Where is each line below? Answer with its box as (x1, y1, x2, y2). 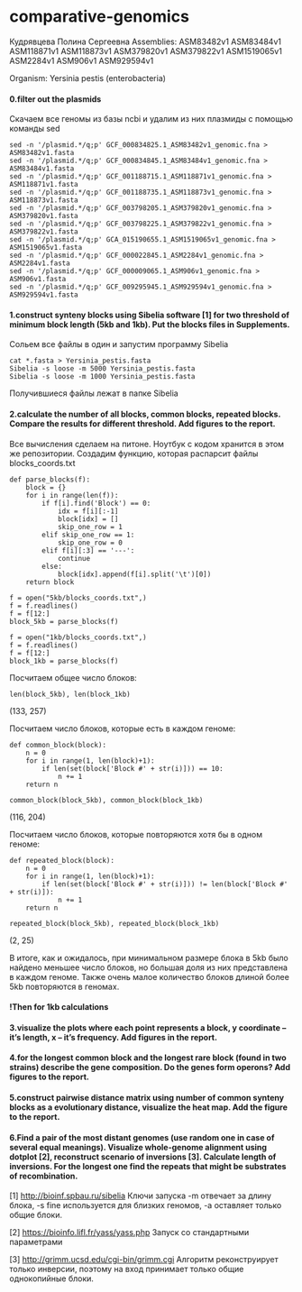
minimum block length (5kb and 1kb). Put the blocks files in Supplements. (9, 318, 290, 330)
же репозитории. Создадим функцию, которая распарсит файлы (9, 448, 259, 459)
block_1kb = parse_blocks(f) (9, 656, 119, 665)
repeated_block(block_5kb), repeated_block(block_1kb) (9, 919, 220, 928)
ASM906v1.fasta (9, 275, 67, 284)
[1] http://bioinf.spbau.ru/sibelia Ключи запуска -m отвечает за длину (9, 1190, 272, 1201)
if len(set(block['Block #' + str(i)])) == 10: (41, 764, 224, 773)
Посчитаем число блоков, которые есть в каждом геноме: (9, 723, 236, 734)
